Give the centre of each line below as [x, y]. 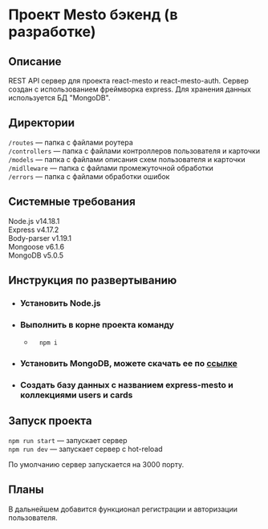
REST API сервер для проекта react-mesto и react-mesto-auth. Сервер [128, 81]
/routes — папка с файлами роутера [71, 142]
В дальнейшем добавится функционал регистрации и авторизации [123, 509]
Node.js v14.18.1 [34, 221]
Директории [41, 123]
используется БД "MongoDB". [59, 98]
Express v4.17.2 [34, 230]
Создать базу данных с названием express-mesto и [127, 385]
